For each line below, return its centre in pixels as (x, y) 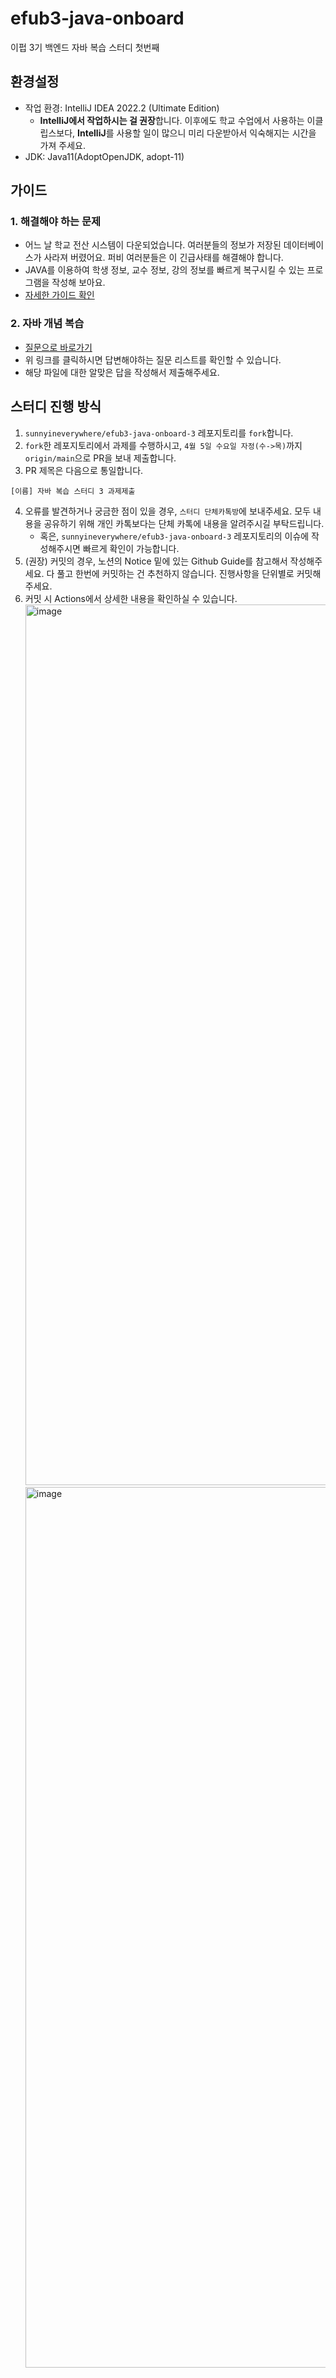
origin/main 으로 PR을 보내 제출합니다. (100, 458)
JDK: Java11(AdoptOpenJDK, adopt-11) (104, 156)
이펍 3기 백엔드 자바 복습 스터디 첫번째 (85, 47)
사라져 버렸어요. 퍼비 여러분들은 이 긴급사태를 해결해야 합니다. (163, 258)
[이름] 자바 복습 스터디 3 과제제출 (73, 491)
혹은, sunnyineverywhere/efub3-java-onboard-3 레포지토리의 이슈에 (174, 536)
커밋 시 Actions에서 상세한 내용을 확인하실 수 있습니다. (131, 598)
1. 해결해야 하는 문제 (56, 222)
